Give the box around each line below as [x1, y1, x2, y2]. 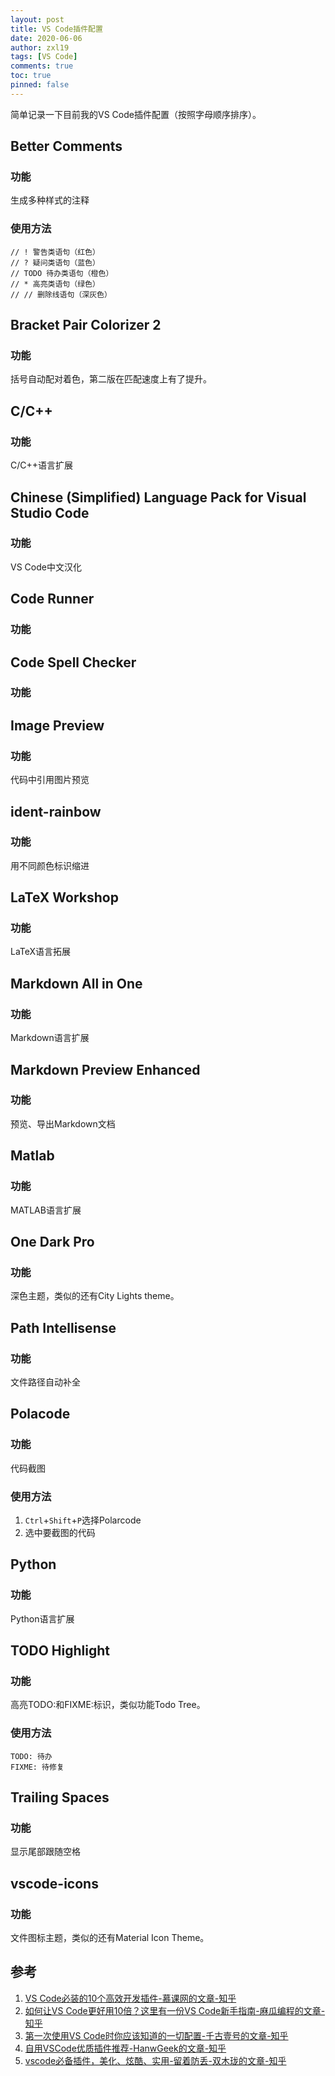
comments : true [10, 61, 74, 71]
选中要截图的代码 [24, 1526, 96, 1538]
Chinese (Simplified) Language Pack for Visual [10, 489, 307, 506]
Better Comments [10, 138, 123, 155]
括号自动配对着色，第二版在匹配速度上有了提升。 [10, 373, 212, 385]
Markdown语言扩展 [10, 1032, 90, 1044]
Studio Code [10, 504, 90, 521]
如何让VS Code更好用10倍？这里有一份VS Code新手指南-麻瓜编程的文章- [24, 2004, 326, 2016]
